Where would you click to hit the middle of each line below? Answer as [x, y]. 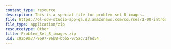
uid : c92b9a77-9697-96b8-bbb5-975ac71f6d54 [52, 39]
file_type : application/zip [35, 24]
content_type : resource [31, 10]
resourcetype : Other [27, 29]
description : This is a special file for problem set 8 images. [75, 15]
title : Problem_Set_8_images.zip [41, 34]
